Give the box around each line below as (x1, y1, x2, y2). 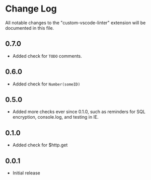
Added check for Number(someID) (12, 81, 81, 87)
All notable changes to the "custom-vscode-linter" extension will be (5, 20, 146, 26)
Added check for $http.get (12, 142, 68, 148)
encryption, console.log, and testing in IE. (12, 114, 99, 120)
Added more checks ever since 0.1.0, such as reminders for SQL (12, 109, 146, 115)
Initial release (12, 170, 40, 176)
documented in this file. (5, 25, 54, 31)
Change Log (5, 3, 57, 15)
